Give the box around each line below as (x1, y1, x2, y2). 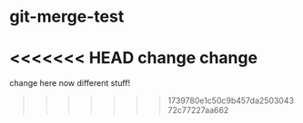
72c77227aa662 (167, 105, 229, 116)
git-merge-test (9, 6, 125, 27)
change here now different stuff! (9, 78, 131, 89)
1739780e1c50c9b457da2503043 (167, 95, 294, 106)
